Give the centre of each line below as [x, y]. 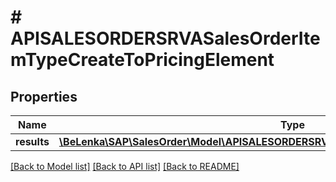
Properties [44, 96]
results [32, 141]
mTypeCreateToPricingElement [142, 60]
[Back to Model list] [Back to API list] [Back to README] [125, 166]
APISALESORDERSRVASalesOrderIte [165, 38]
